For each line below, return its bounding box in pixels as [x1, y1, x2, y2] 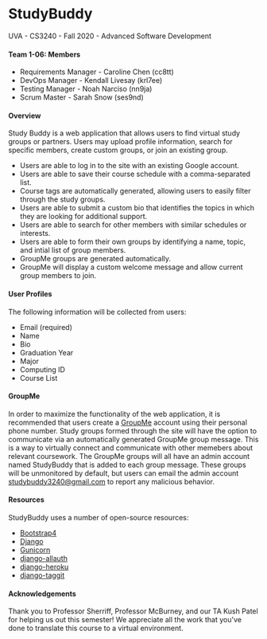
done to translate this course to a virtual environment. [8, 623, 184, 633]
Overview [8, 111, 41, 120]
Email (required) [19, 322, 73, 331]
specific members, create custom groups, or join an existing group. [8, 145, 228, 155]
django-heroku [19, 562, 69, 571]
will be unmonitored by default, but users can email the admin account [8, 468, 239, 478]
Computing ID [19, 364, 66, 374]
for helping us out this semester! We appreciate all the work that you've [8, 615, 242, 625]
